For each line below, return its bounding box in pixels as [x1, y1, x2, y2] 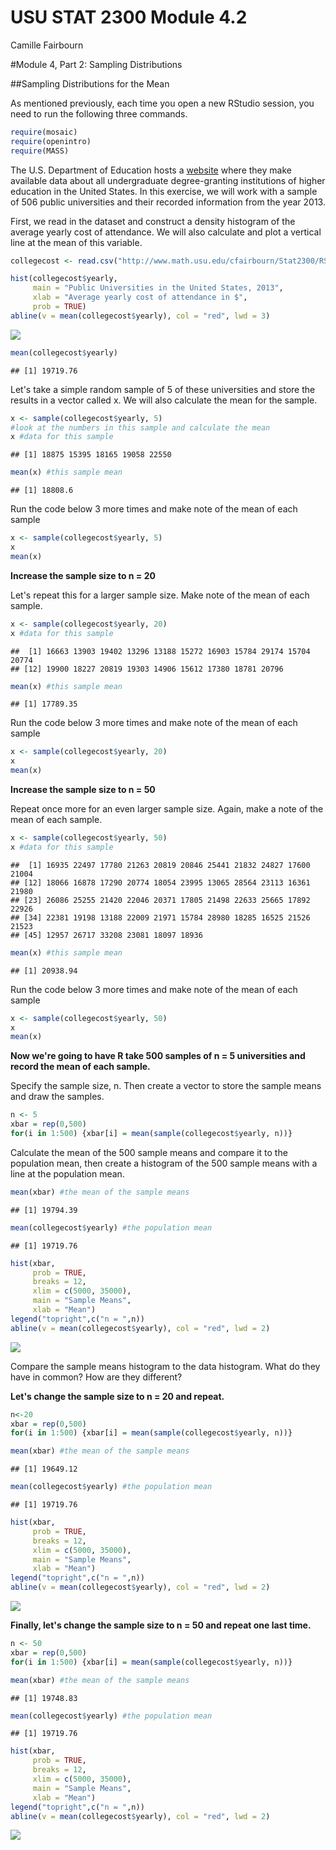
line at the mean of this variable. [10, 236, 143, 248]
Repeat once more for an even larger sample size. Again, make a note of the [10, 803, 324, 815]
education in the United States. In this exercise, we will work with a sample [10, 185, 318, 197]
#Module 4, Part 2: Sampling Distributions [10, 58, 183, 70]
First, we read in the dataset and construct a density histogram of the [10, 215, 296, 227]
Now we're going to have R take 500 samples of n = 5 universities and [10, 1050, 306, 1062]
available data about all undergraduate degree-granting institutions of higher [10, 174, 326, 186]
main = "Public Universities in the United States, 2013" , [32, 283, 284, 293]
